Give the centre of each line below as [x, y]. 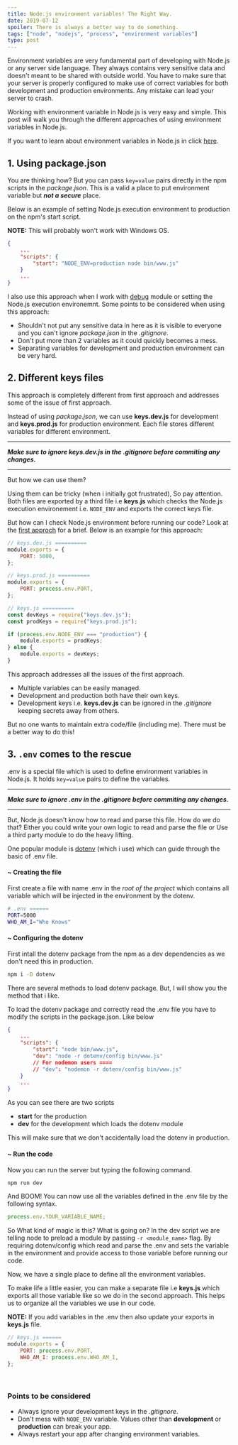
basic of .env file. [33, 856]
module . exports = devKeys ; [60, 654]
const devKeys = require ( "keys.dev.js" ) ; [69, 615]
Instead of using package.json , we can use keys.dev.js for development [113, 416]
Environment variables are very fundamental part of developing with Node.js [119, 60]
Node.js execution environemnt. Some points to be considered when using [116, 304]
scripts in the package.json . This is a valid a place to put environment [109, 187]
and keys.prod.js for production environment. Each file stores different [111, 424]
